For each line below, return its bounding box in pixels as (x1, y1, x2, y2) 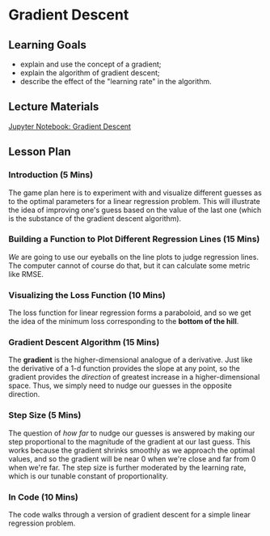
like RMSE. (8, 269, 44, 279)
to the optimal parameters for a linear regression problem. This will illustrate (8, 196, 260, 206)
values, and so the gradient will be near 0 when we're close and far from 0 (8, 453, 256, 463)
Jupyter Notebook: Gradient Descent (8, 121, 132, 131)
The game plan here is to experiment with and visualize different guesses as (8, 188, 263, 198)
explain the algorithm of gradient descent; (19, 68, 160, 78)
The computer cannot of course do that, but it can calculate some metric (8, 261, 251, 270)
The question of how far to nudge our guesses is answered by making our (8, 428, 255, 438)
